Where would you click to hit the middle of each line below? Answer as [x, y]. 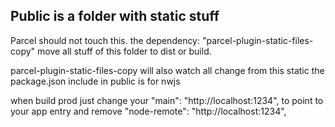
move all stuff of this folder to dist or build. [124, 51]
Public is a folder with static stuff [115, 16]
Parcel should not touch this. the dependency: [105, 40]
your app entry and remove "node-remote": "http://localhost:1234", [148, 111]
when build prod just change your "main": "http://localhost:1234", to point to [167, 100]
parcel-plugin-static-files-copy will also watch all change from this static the [167, 70]
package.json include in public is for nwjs [95, 81]
